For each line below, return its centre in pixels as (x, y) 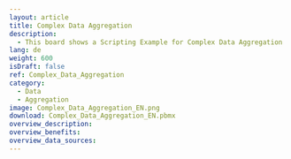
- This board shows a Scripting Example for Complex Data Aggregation (150, 42)
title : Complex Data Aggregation (71, 26)
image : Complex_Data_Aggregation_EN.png (85, 108)
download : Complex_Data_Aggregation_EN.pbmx (92, 116)
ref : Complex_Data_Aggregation (67, 75)
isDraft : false (37, 67)
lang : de (25, 50)
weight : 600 (31, 58)
